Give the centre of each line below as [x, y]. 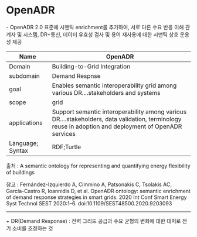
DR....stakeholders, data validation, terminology [117, 119]
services [64, 133]
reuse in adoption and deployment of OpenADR [117, 126]
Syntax [18, 150]
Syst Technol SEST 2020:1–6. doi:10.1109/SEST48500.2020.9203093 [89, 203]
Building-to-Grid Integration [91, 66]
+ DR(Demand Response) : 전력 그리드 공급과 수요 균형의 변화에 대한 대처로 [94, 221]
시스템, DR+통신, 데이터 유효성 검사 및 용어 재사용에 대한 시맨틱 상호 [101, 34]
